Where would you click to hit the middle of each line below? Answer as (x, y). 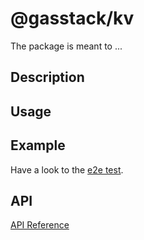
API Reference (40, 225)
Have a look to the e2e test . (67, 169)
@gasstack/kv (72, 18)
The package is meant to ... (66, 46)
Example (38, 145)
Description (47, 77)
